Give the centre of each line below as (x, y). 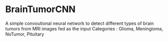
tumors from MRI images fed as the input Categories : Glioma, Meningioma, (84, 28)
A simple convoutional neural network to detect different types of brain (80, 23)
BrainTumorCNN (40, 9)
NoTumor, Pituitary (25, 34)
